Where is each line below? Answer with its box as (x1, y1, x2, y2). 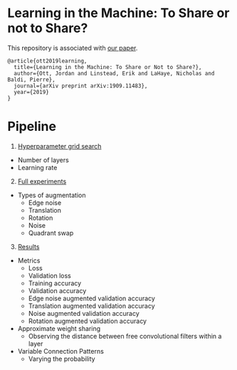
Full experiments (17, 176, 67, 186)
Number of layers (17, 155, 69, 164)
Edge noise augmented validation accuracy (28, 294, 155, 302)
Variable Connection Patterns (17, 347, 105, 355)
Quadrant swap (28, 228, 74, 237)
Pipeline (7, 119, 57, 134)
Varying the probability (28, 354, 95, 363)
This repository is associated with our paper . (7, 43, 138, 52)
